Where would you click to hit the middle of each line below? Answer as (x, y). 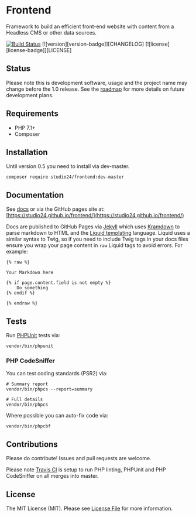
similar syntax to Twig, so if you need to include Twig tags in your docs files (97, 239)
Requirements (32, 114)
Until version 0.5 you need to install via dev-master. (68, 166)
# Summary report (27, 384)
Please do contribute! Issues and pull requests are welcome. (79, 458)
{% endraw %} (22, 303)
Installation (27, 152)
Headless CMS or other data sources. (51, 32)
